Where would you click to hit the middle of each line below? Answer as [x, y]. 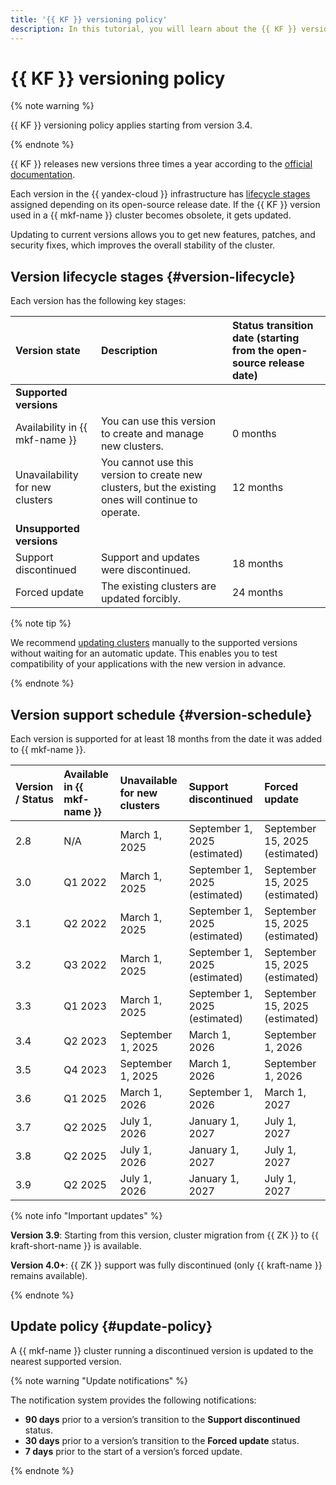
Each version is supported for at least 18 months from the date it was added [166, 739]
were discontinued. [146, 570]
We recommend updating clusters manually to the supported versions [154, 643]
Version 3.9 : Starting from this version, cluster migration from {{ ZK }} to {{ [165, 1235]
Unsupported [47, 529]
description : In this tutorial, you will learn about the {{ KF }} [154, 29]
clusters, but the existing [158, 488]
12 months [257, 488]
